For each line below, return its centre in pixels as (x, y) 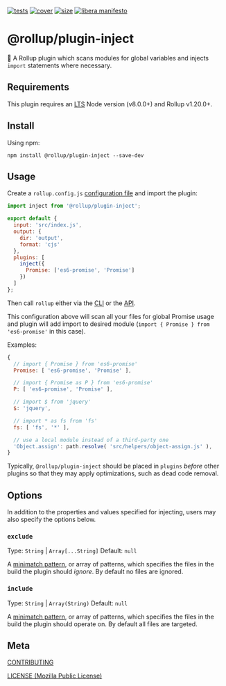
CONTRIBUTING (31, 662)
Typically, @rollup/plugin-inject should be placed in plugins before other (113, 466)
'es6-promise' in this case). (46, 331)
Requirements (38, 87)
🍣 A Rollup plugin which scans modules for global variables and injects (108, 58)
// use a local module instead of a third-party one (91, 440)
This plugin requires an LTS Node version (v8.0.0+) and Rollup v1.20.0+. (110, 104)
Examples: (22, 345)
